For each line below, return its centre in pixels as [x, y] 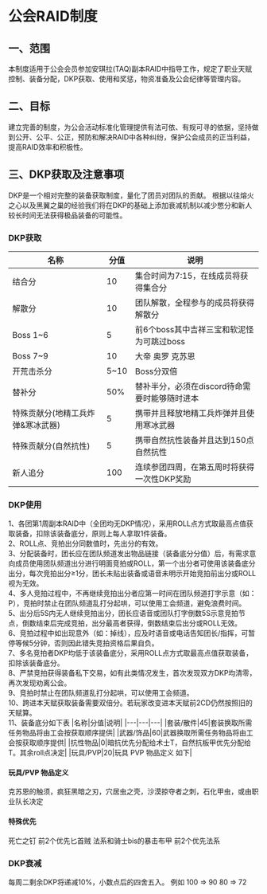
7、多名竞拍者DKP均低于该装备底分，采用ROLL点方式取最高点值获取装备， [130, 653]
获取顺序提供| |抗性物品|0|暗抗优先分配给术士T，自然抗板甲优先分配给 [137, 743]
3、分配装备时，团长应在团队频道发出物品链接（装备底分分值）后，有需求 [129, 554]
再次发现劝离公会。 [40, 683]
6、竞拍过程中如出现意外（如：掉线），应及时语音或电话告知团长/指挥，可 [128, 633]
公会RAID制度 [53, 16]
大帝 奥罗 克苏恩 [165, 356]
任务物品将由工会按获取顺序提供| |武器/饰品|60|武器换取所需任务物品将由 [128, 733]
